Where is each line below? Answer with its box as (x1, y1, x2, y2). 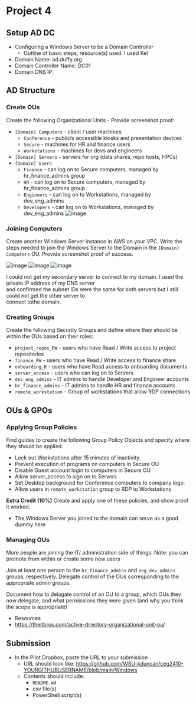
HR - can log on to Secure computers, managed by (23, 178, 146, 185)
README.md (32, 680, 57, 686)
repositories (14, 350, 44, 358)
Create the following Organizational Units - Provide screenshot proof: (6, 116, 175, 123)
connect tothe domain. (6, 298, 61, 305)
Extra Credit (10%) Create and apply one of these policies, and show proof (6, 497, 189, 504)
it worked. (6, 503, 31, 510)
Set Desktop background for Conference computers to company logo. (14, 479, 185, 486)
